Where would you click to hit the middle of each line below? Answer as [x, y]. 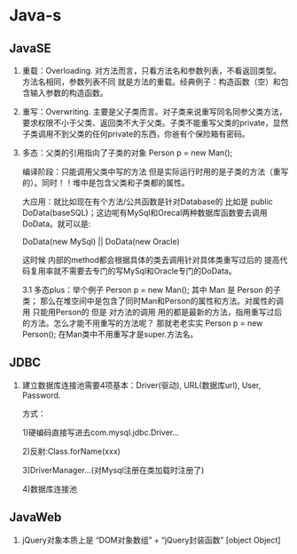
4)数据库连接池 [49, 488]
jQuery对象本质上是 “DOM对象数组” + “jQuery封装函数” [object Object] [151, 540]
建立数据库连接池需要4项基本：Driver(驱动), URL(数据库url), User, [141, 385]
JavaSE [30, 48]
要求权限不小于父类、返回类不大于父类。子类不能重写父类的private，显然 [155, 123]
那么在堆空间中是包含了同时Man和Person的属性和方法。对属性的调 [161, 301]
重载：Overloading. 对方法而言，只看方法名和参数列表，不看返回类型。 [152, 71]
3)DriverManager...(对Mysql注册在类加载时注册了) [113, 470]
